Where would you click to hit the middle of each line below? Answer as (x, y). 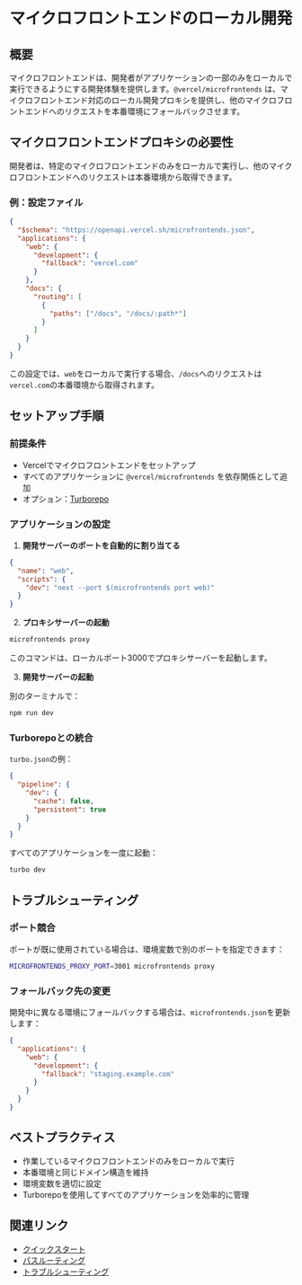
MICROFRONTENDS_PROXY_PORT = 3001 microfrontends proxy (112, 966)
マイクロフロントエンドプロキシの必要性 (121, 142)
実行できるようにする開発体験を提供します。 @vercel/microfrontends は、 (145, 89)
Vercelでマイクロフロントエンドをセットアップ (109, 465)
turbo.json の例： (41, 759)
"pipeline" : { (44, 784)
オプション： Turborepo (66, 499)
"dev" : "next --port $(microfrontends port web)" (120, 588)
